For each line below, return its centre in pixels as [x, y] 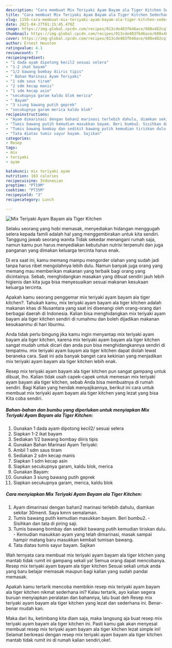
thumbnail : [17, 34]
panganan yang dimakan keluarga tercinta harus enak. [63, 250]
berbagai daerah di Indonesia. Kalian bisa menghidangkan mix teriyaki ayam [86, 313]
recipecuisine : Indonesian [34, 181]
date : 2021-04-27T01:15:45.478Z [40, 24]
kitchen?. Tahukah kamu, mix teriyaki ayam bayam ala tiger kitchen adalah [84, 302]
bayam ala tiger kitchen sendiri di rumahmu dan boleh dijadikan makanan [83, 319]
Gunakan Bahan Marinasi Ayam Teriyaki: [56, 444]
